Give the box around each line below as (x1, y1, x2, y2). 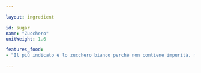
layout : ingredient (5, 14, 55, 20)
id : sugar (5, 25, 31, 31)
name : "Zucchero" (5, 31, 49, 36)
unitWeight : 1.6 (5, 36, 46, 42)
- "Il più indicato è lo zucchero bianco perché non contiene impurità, (5, 52, 191, 59)
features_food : (5, 47, 44, 53)
